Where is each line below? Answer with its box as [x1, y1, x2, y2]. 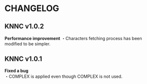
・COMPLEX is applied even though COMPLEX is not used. [4, 73, 123, 79]
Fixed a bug [4, 68, 29, 73]
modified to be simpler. [4, 41, 50, 46]
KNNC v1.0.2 [4, 22, 44, 30]
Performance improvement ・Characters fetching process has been [4, 36, 142, 41]
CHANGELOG [4, 3, 59, 14]
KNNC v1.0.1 [4, 55, 42, 63]
